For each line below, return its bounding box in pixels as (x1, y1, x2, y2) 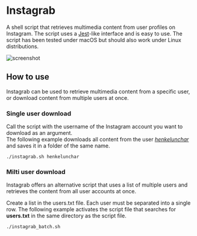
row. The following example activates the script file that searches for (6, 206, 177, 213)
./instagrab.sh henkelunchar (6, 154, 80, 160)
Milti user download (6, 167, 66, 176)
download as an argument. (6, 129, 73, 137)
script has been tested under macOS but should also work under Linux (6, 36, 182, 43)
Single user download (6, 109, 71, 117)
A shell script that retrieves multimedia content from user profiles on (6, 23, 176, 31)
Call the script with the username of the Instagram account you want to (6, 123, 183, 130)
